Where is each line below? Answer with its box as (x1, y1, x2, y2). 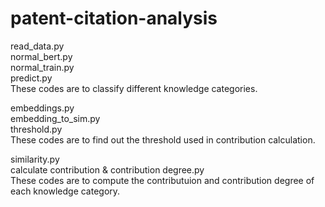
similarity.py (10, 153, 60, 165)
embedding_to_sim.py (10, 112, 101, 124)
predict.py (10, 72, 53, 84)
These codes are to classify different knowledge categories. (10, 82, 258, 94)
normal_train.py (10, 61, 75, 73)
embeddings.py (10, 102, 75, 114)
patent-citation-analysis (10, 7, 218, 30)
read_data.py (10, 40, 65, 52)
